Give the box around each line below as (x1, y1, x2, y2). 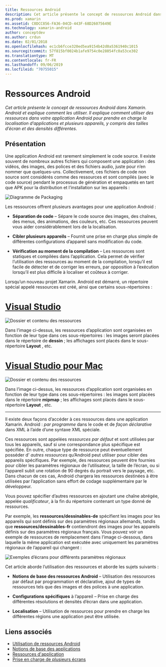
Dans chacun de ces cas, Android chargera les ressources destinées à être (5, 473, 158, 479)
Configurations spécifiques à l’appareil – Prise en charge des (12, 593, 139, 599)
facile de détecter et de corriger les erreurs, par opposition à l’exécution (12, 264, 159, 270)
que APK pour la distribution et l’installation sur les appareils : (5, 184, 130, 190)
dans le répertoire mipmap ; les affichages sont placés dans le (5, 396, 132, 403)
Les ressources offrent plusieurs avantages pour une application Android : (5, 204, 157, 209)
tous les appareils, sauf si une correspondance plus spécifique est (5, 441, 140, 447)
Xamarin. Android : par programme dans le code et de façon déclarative (5, 421, 152, 427)
